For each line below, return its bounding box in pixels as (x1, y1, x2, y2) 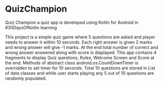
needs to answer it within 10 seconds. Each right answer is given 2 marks (5, 39, 152, 45)
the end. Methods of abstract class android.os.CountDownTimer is (5, 60, 139, 66)
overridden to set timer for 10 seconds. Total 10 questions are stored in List (5, 65, 155, 71)
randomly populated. (5, 75, 47, 81)
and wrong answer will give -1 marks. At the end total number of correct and (5, 44, 159, 50)
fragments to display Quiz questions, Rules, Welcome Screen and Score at (5, 54, 155, 60)
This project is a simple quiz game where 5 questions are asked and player (5, 34, 155, 40)
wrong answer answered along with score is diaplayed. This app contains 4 (5, 50, 157, 55)
